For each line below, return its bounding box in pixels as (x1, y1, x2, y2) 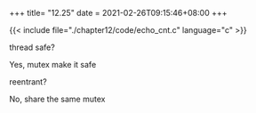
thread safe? (9, 42, 55, 52)
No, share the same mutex (9, 93, 106, 104)
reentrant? (9, 77, 47, 87)
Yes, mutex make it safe (9, 60, 97, 69)
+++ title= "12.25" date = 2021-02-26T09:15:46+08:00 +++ (9, 8, 228, 18)
